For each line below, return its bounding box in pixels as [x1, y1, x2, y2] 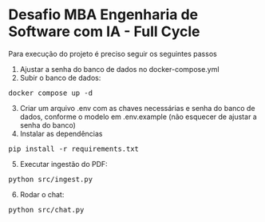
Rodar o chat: [19, 189, 65, 199]
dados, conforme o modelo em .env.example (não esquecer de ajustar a [19, 112, 257, 121]
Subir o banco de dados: [19, 73, 101, 82]
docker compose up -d [8, 88, 93, 97]
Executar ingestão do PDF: [19, 159, 108, 168]
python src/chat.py [8, 205, 85, 214]
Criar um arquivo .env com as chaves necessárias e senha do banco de [19, 103, 255, 113]
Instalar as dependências [19, 129, 103, 138]
